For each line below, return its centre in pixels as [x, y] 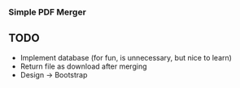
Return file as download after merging [83, 66]
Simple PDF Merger [48, 12]
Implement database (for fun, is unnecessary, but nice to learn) [126, 57]
